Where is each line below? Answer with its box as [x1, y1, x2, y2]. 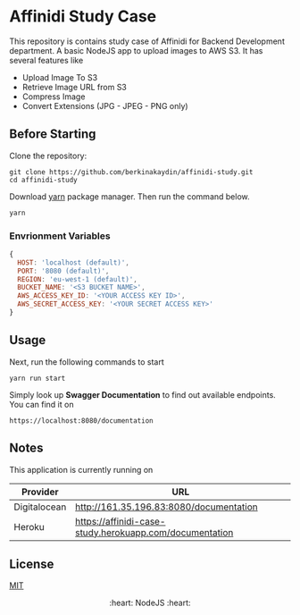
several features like [9, 55, 84, 65]
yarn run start [9, 374, 66, 383]
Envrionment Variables [9, 230, 111, 242]
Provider [21, 485, 59, 498]
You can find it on [9, 399, 74, 409]
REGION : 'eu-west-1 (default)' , [17, 274, 138, 283]
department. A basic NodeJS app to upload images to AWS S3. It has [9, 45, 263, 55]
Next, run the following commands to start [9, 356, 165, 367]
